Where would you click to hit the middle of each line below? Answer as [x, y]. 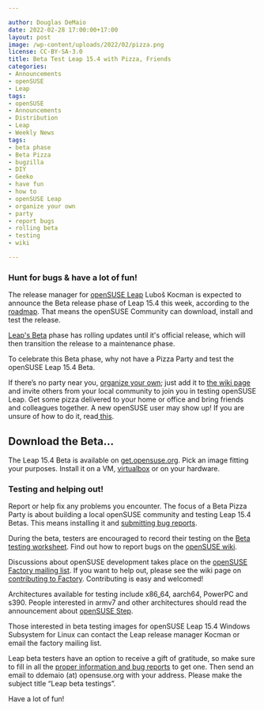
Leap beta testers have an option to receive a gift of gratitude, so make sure [132, 659]
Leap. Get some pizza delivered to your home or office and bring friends [126, 399]
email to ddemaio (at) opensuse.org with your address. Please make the [125, 675]
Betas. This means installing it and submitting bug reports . [103, 523]
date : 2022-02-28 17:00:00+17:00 [63, 30]
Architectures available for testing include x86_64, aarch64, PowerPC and [128, 595]
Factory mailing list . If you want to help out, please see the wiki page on [125, 571]
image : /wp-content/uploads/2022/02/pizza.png [86, 44]
